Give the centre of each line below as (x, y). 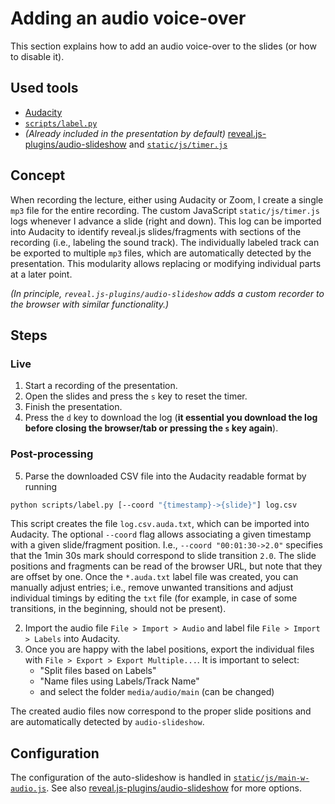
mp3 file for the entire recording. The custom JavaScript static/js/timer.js (165, 210)
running (41, 486)
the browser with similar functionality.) (90, 304)
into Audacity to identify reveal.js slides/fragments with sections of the (156, 231)
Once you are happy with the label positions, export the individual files (169, 649)
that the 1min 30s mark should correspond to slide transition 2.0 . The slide (163, 556)
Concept (38, 175)
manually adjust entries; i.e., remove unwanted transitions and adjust (152, 588)
